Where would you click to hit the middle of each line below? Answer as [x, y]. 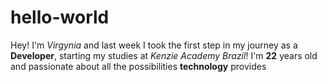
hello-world [60, 17]
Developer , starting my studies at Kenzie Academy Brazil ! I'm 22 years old [164, 55]
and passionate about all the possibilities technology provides [138, 66]
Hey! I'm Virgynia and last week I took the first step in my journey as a [154, 45]
